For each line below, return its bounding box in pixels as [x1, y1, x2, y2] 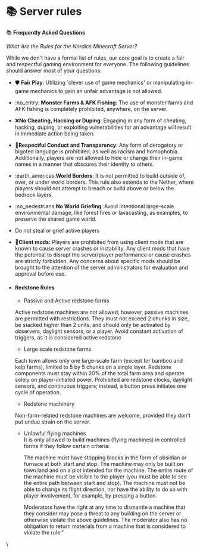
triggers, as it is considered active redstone [14, 334, 121, 341]
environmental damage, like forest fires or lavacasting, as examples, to [14, 209, 189, 216]
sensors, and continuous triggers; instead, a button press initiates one [14, 382, 187, 390]
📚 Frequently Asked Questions [6, 29, 85, 36]
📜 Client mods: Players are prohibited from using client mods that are [14, 238, 184, 245]
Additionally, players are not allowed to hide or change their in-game [14, 154, 183, 161]
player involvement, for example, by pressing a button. [23, 492, 158, 499]
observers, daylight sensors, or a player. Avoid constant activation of [14, 328, 183, 335]
